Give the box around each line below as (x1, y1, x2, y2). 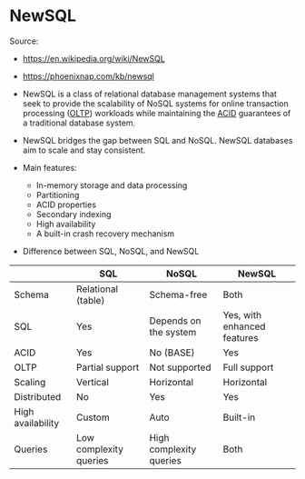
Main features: (22, 162, 77, 173)
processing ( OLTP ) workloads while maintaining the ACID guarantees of (22, 107, 291, 118)
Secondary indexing (35, 208, 112, 219)
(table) (75, 294, 105, 306)
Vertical (75, 375, 109, 388)
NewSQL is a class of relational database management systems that (22, 88, 277, 99)
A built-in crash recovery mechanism (35, 228, 175, 239)
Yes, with (222, 308, 261, 321)
